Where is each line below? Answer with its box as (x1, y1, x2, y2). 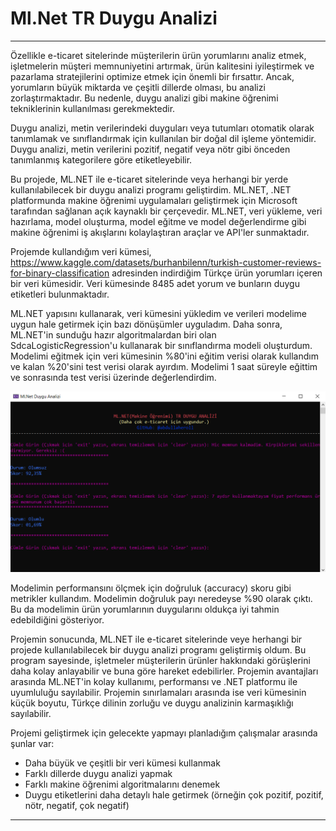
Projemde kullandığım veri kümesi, (10, 245, 152, 257)
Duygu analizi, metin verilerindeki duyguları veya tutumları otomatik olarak (10, 122, 315, 134)
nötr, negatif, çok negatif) (24, 800, 130, 812)
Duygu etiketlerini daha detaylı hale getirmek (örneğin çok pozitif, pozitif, (24, 789, 324, 801)
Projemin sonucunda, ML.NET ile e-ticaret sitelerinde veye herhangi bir (10, 633, 303, 646)
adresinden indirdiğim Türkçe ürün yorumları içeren (111, 267, 323, 279)
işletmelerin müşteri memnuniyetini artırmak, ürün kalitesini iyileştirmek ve (10, 60, 315, 72)
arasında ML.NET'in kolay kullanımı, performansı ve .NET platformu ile (10, 676, 298, 688)
